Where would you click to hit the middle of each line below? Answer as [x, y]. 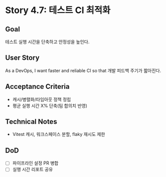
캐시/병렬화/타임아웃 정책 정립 [42, 99]
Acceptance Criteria [37, 86]
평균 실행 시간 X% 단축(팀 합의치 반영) [50, 105]
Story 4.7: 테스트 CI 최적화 [58, 10]
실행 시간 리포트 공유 [33, 169]
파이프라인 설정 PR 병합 [35, 163]
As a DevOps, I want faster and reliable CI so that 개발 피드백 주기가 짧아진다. [83, 70]
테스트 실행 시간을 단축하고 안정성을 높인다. [47, 42]
